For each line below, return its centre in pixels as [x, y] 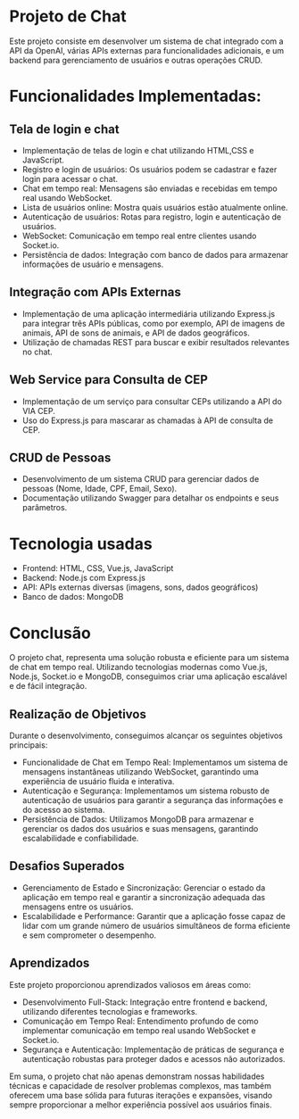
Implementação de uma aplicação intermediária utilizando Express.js [148, 313]
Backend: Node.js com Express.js [83, 578]
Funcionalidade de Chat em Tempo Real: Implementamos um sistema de [155, 763]
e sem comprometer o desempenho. [89, 935]
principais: [29, 745]
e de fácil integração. [48, 686]
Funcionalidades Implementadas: [135, 96]
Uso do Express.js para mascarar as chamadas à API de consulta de [148, 420]
